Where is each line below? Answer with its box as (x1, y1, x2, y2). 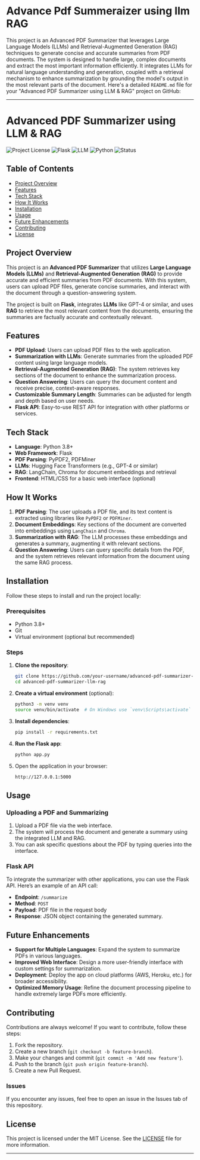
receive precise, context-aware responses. (14, 384, 120, 392)
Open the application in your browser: (14, 762, 108, 769)
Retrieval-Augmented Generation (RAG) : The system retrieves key (14, 366, 180, 373)
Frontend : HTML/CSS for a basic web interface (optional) (14, 475, 156, 482)
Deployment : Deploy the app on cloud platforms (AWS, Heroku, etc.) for (14, 971, 192, 978)
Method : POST (14, 900, 49, 907)
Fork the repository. (14, 1042, 64, 1049)
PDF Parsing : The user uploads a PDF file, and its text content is (14, 508, 173, 515)
